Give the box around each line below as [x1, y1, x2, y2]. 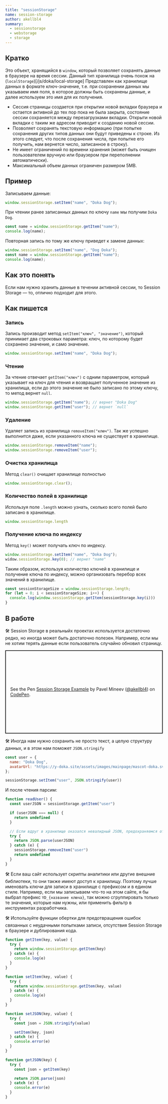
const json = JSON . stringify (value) [14, 1021, 91, 1026]
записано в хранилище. [5, 509, 56, 515]
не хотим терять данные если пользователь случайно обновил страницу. [5, 640, 162, 646]
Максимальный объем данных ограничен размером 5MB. [12, 162, 137, 168]
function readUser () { [5, 797, 52, 802]
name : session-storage [5, 12, 52, 17]
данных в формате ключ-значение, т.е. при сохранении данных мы [5, 83, 149, 89]
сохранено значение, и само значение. [5, 341, 89, 347]
